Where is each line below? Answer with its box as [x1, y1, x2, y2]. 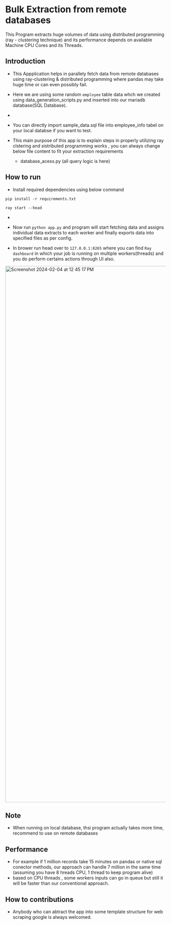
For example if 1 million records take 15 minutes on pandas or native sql [12, 859, 162, 865]
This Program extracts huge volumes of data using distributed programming [5, 31, 164, 37]
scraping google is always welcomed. [12, 914, 92, 920]
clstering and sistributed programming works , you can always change [12, 143, 160, 149]
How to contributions [5, 895, 74, 904]
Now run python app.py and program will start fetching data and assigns [12, 224, 164, 230]
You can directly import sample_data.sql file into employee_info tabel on [12, 122, 164, 128]
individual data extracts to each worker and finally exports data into [12, 229, 154, 235]
